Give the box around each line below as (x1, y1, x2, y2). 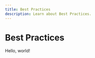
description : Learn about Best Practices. (5, 12, 92, 16)
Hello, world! (5, 48, 30, 54)
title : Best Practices (5, 7, 51, 12)
